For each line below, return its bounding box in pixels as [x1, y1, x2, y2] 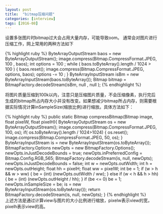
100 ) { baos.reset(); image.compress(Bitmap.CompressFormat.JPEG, [5, 66, 144, 72]
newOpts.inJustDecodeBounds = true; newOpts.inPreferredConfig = [5, 150, 143, 156]
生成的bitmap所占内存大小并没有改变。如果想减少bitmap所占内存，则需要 [5, 98, 153, 104]
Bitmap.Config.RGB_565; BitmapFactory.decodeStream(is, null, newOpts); [5, 155, 153, 161]
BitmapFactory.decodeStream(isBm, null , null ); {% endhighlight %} [5, 82, 142, 88]
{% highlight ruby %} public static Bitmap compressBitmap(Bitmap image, [5, 114, 154, 120]
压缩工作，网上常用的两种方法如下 [5, 41, 74, 47]
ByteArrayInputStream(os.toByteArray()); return [5, 187, 101, 193]
